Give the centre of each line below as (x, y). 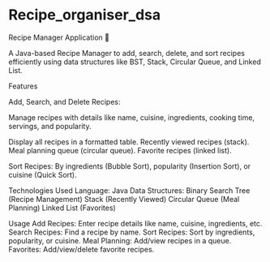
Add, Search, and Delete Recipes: (64, 101)
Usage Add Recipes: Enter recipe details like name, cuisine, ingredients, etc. (135, 223)
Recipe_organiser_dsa (84, 15)
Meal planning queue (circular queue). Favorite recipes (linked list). (120, 150)
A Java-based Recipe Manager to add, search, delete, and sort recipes (127, 53)
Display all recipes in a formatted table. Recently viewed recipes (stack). (129, 142)
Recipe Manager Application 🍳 (59, 37)
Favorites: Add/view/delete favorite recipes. (81, 249)
